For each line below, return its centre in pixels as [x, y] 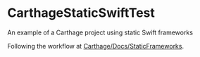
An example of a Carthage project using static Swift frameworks [100, 32]
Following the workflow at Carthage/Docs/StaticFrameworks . [96, 46]
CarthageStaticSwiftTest [81, 13]
